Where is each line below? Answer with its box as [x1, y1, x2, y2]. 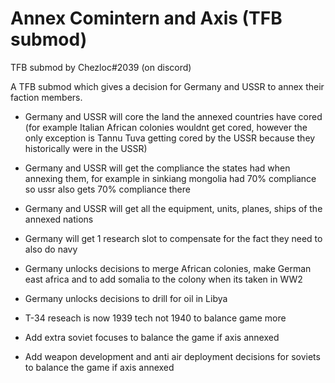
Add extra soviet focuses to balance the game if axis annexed [24, 331, 280, 343]
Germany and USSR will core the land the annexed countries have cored [24, 110, 323, 122]
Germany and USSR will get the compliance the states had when [24, 162, 291, 174]
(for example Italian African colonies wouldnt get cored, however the [24, 121, 308, 133]
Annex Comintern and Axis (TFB [10, 7, 283, 30]
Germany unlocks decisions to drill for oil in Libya [24, 292, 228, 304]
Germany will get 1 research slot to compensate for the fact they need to [24, 232, 323, 244]
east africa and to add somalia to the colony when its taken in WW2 [24, 273, 303, 285]
